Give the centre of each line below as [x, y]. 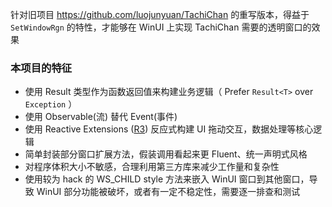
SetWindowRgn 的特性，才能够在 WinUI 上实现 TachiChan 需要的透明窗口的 [161, 27]
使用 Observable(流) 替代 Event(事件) [101, 117]
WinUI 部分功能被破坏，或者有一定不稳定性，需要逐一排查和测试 [168, 192]
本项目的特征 [41, 68]
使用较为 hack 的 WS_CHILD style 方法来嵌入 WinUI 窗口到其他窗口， [167, 179]
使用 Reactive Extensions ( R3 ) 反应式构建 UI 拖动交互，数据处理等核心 [169, 129]
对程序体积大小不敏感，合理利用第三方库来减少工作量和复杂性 [152, 167]
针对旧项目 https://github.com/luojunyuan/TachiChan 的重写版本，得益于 [160, 14]
